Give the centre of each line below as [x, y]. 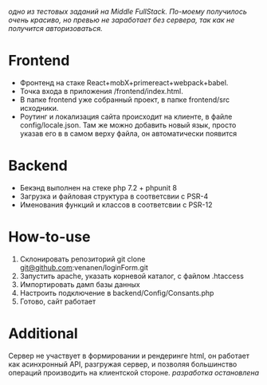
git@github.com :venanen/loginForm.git [84, 267]
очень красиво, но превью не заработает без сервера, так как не [122, 20]
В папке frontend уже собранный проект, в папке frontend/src [125, 100]
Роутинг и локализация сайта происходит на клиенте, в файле [126, 116]
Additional [43, 333]
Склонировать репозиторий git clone [82, 259]
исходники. [39, 108]
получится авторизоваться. [55, 28]
